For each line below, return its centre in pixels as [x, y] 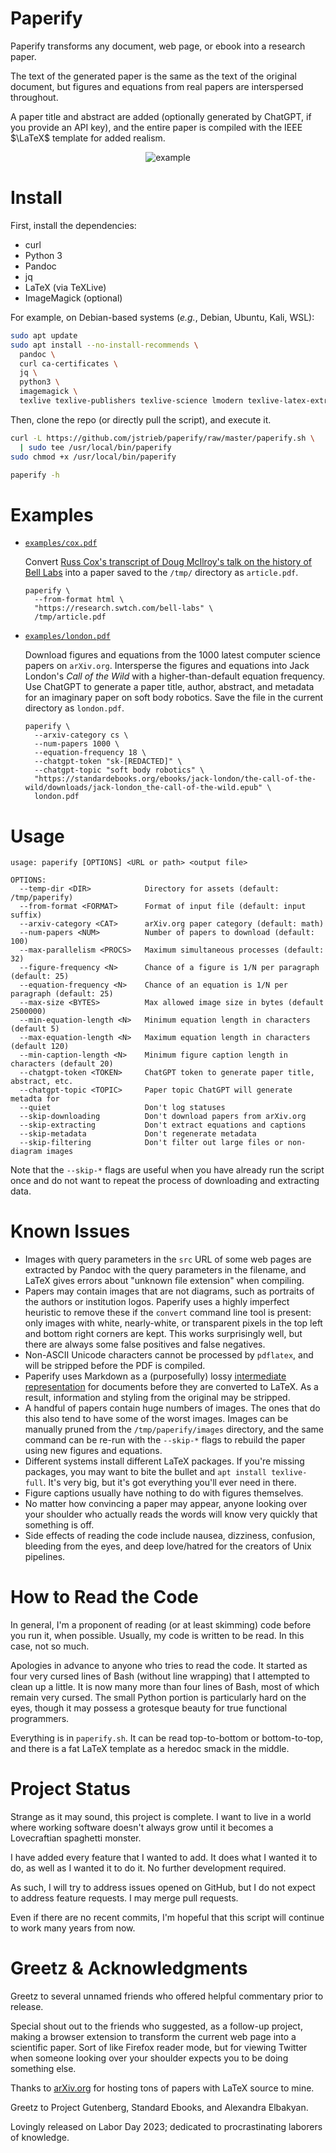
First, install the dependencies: [73, 225]
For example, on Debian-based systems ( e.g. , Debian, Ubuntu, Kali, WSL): [162, 317]
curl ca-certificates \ [68, 363]
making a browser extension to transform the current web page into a [153, 2036]
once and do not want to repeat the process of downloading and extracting [165, 1181]
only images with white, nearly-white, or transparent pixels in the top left [173, 1323]
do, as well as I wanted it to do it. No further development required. [148, 1868]
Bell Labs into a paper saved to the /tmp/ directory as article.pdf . [161, 573]
